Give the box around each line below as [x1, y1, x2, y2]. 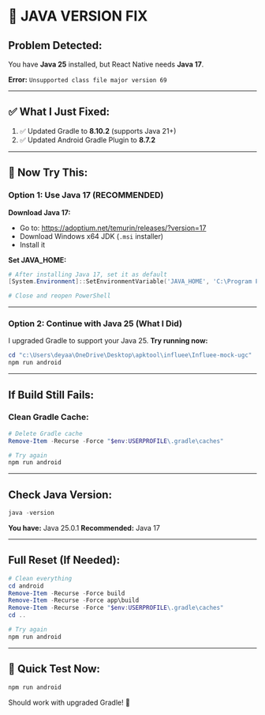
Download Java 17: [8, 207, 71, 217]
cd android [8, 581, 44, 590]
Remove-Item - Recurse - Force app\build [8, 596, 140, 604]
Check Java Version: [8, 488, 113, 501]
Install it [19, 240, 46, 249]
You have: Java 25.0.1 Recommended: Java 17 [8, 524, 160, 533]
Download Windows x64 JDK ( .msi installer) [19, 231, 164, 240]
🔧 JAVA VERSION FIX [8, 7, 148, 25]
